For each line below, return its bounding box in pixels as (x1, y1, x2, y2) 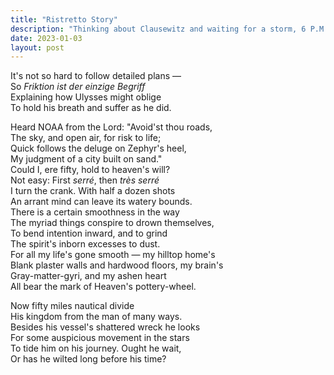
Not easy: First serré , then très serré (10, 174, 160, 186)
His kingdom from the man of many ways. (10, 311, 183, 323)
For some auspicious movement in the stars (10, 332, 190, 344)
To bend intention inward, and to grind (10, 227, 168, 240)
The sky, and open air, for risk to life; (10, 132, 162, 144)
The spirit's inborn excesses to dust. (10, 238, 161, 250)
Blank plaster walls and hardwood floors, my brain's (10, 259, 224, 271)
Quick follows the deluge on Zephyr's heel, (10, 142, 187, 155)
